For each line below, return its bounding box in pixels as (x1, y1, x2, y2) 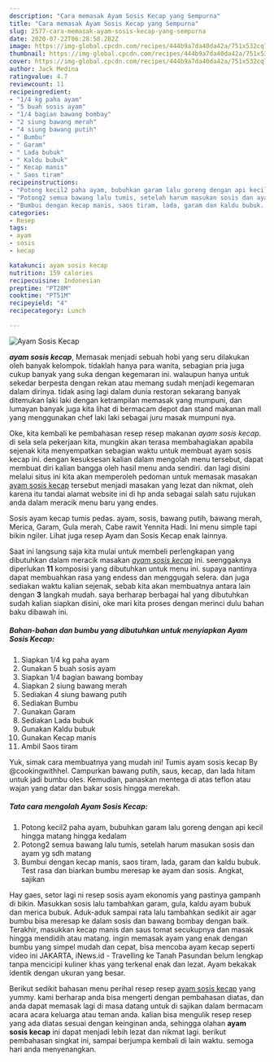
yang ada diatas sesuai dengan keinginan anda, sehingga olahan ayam (9, 1018, 247, 1028)
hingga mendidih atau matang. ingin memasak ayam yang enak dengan (9, 933, 248, 943)
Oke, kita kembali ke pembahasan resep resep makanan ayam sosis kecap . (9, 428, 262, 438)
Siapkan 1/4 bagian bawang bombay (20, 672, 143, 682)
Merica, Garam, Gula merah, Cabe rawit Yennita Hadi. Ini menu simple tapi (9, 522, 258, 532)
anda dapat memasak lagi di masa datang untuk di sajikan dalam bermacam (9, 1001, 263, 1011)
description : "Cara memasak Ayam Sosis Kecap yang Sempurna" (9, 11, 221, 20)
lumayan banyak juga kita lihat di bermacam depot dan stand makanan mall (9, 404, 262, 414)
